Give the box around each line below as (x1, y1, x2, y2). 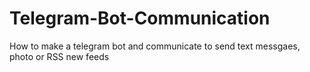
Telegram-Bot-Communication (9, 7, 271, 30)
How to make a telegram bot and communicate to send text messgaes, (9, 40, 301, 52)
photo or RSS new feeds (9, 50, 110, 62)
